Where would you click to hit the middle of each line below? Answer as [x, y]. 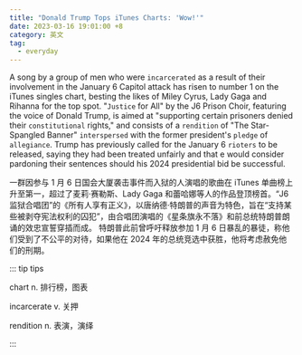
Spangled [27, 135]
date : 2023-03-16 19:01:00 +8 [66, 26]
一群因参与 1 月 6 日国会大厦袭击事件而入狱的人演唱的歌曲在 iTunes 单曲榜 [147, 183]
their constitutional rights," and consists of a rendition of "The [129, 125]
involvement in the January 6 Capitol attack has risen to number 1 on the [144, 87]
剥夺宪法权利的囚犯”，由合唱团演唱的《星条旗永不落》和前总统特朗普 [154, 216]
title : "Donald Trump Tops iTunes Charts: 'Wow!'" [107, 18]
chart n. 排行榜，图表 [49, 287]
